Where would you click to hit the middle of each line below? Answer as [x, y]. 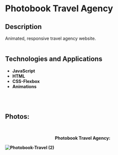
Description [23, 27]
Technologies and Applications [54, 59]
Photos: [17, 116]
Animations [24, 86]
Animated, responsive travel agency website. [51, 38]
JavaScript [24, 71]
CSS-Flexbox [26, 81]
